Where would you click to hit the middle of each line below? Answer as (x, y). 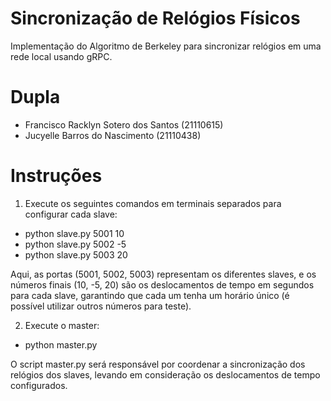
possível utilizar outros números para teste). (101, 306)
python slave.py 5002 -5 (75, 244)
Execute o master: (62, 325)
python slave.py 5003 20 (76, 254)
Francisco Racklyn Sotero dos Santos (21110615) (124, 124)
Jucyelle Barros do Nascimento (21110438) (113, 135)
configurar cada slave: (71, 214)
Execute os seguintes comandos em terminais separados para (153, 203)
